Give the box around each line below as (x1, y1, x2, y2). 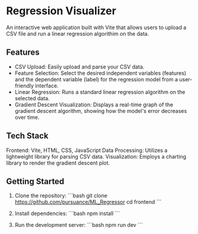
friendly (14, 82, 34, 89)
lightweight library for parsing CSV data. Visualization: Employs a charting (6, 153, 187, 160)
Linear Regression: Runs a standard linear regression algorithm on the (14, 88, 186, 96)
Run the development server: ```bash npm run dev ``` (14, 222, 143, 229)
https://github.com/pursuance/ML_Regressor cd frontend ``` (14, 198, 162, 205)
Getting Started (6, 176, 65, 186)
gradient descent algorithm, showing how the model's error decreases (14, 107, 187, 114)
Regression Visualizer (6, 4, 117, 18)
